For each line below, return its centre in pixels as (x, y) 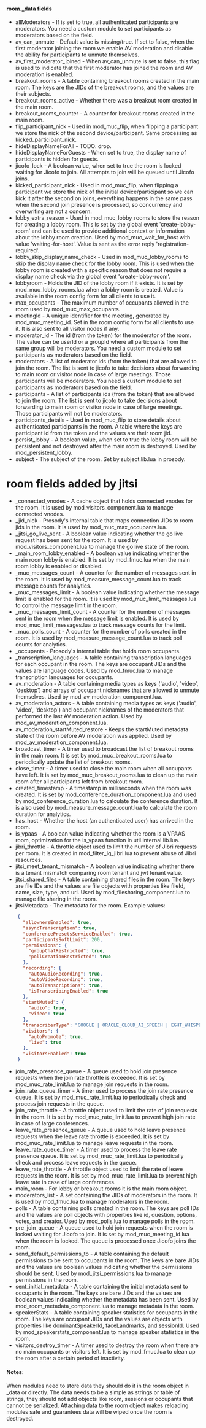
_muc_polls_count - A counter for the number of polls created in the (101, 632)
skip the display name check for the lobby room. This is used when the (105, 263)
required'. (27, 250)
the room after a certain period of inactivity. (70, 1358)
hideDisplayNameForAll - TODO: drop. (63, 146)
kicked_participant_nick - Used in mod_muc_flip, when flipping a (97, 185)
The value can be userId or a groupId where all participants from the (101, 342)
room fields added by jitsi (72, 484)
